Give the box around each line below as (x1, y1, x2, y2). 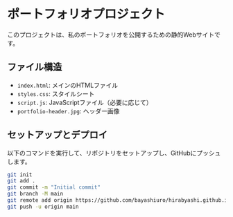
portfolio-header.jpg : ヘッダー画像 (17, 106, 120, 115)
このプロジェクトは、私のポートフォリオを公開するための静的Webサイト (7, 30, 215, 39)
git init (7, 171, 33, 178)
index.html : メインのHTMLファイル (17, 81, 119, 89)
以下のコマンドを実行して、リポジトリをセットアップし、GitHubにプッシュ (7, 149, 221, 157)
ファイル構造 (7, 62, 62, 73)
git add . (7, 178, 36, 185)
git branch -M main (7, 191, 64, 198)
